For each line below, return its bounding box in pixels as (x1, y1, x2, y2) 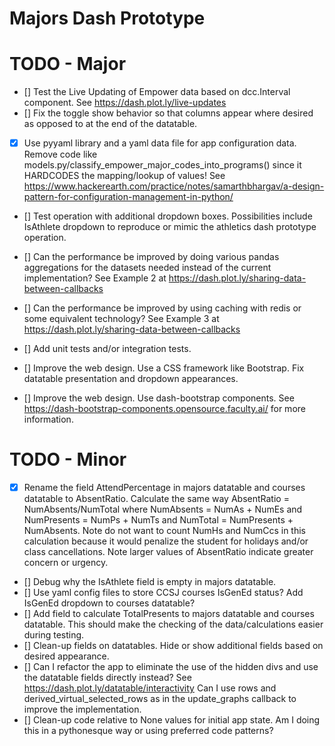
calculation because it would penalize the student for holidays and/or (23, 535, 309, 547)
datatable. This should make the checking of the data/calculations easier (23, 618, 324, 631)
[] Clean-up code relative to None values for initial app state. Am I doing (23, 714, 321, 726)
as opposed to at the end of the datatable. (23, 118, 198, 130)
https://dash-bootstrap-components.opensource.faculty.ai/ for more (23, 403, 306, 415)
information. (23, 413, 74, 426)
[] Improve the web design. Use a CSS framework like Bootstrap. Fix (23, 362, 305, 374)
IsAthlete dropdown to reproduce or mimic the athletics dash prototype (23, 221, 317, 233)
